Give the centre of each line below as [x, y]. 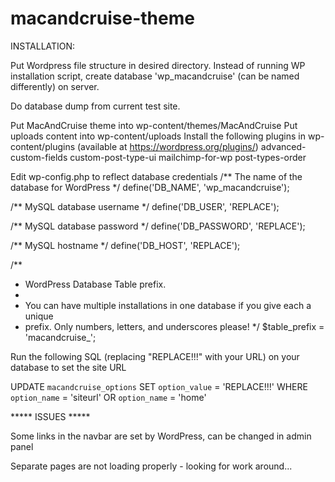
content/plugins [43, 146]
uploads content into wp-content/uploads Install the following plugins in [158, 136]
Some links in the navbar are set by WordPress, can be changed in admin [161, 436]
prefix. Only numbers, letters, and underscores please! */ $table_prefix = [174, 326]
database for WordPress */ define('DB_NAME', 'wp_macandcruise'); [150, 187]
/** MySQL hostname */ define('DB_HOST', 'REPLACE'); [125, 245]
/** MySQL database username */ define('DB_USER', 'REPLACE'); [145, 206]
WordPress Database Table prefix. [95, 284]
